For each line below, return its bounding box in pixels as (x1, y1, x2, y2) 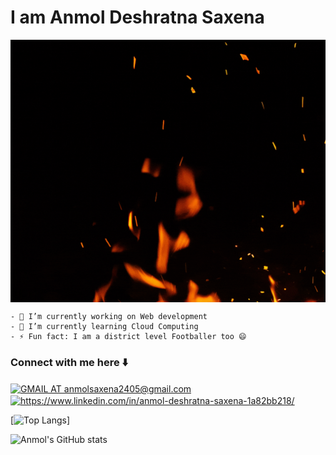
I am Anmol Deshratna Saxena (10, 6, 265, 29)
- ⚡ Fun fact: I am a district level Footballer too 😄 (10, 331, 247, 341)
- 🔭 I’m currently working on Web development (10, 311, 208, 321)
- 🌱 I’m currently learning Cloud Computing (10, 321, 199, 331)
